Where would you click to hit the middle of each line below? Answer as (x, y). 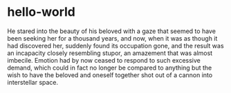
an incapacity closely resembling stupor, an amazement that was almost (110, 53)
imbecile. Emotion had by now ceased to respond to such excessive (104, 60)
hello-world (41, 12)
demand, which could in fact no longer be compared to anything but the (110, 68)
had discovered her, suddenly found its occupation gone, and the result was (115, 45)
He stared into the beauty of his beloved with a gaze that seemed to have (112, 31)
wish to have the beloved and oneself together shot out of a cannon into (110, 75)
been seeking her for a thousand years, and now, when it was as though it (112, 38)
